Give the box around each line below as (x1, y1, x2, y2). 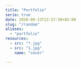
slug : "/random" (5, 21, 40, 27)
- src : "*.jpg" (10, 41, 42, 46)
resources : (5, 36, 29, 41)
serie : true (5, 12, 31, 17)
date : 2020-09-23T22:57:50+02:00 (5, 17, 76, 22)
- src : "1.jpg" (10, 46, 42, 51)
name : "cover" (14, 50, 44, 55)
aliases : (5, 27, 24, 32)
